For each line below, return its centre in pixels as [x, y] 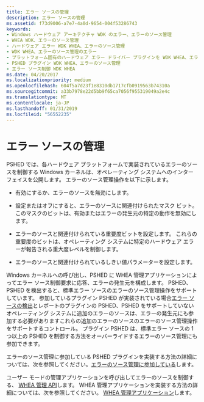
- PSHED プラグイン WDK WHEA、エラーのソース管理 [63, 63]
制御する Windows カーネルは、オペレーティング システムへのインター [105, 172]
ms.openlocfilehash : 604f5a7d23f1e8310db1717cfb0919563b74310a [88, 86]
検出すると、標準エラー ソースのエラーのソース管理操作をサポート [114, 290]
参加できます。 [25, 344]
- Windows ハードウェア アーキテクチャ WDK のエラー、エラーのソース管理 [89, 35]
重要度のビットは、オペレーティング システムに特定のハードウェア [98, 241]
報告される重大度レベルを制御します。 [74, 249]
